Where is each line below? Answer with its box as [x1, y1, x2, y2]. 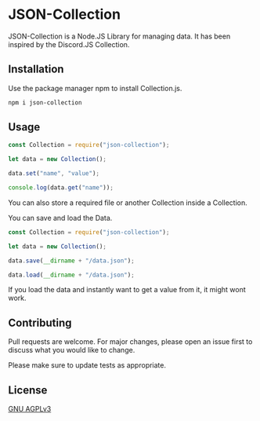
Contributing [8, 316, 72, 329]
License [8, 383, 48, 397]
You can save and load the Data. [8, 213, 113, 222]
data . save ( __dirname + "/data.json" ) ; [8, 257, 135, 265]
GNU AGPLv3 [8, 405, 52, 414]
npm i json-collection [8, 98, 82, 107]
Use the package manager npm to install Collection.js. [8, 83, 182, 93]
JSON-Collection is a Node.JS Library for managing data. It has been [8, 31, 231, 41]
